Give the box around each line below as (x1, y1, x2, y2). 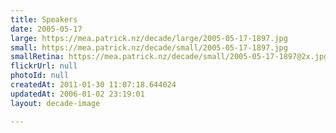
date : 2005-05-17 (10, 24, 83, 34)
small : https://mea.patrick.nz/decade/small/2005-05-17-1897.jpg (10, 42, 288, 53)
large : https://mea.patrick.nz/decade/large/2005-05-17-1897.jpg (10, 33, 288, 43)
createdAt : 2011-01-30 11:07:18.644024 (10, 80, 177, 90)
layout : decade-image (10, 98, 101, 108)
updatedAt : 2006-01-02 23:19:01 (10, 89, 145, 99)
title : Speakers (10, 14, 78, 25)
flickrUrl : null (10, 61, 78, 71)
